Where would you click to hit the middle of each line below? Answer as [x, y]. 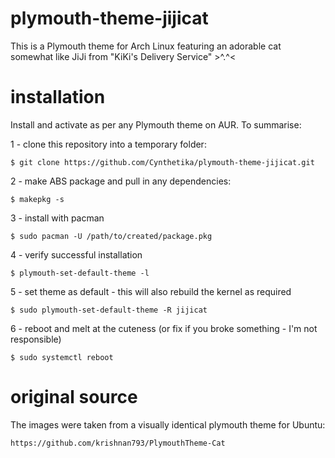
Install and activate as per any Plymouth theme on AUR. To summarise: [156, 124]
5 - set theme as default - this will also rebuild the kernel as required [151, 291]
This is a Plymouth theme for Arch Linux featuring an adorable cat [146, 46]
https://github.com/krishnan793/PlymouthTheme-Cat [118, 443]
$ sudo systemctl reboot [62, 357]
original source [74, 397]
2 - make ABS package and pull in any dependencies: [121, 181]
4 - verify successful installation [76, 254]
